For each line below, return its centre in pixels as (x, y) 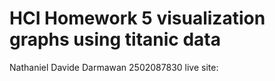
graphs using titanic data (115, 39)
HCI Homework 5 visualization (137, 18)
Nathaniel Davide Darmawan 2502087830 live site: (114, 67)
